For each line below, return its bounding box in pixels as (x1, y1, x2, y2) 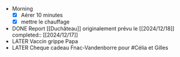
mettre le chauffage (20, 18, 70, 26)
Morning (11, 5, 33, 12)
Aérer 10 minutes (20, 11, 63, 19)
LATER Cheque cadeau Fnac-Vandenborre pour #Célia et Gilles (11, 44, 169, 52)
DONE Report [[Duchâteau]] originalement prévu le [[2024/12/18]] (11, 25, 175, 32)
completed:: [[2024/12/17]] (11, 31, 78, 38)
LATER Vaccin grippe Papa (11, 38, 78, 45)
